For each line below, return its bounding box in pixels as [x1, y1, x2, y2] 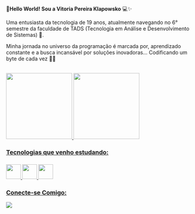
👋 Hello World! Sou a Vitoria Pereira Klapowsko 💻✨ [6, 5, 132, 12]
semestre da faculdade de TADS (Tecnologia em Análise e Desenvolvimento [6, 25, 190, 32]
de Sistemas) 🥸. [6, 32, 44, 38]
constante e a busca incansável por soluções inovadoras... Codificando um [6, 49, 187, 56]
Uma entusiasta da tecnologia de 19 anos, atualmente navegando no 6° [6, 19, 178, 26]
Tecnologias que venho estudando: [6, 148, 109, 156]
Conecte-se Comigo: [6, 188, 67, 196]
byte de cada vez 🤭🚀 [6, 55, 56, 62]
